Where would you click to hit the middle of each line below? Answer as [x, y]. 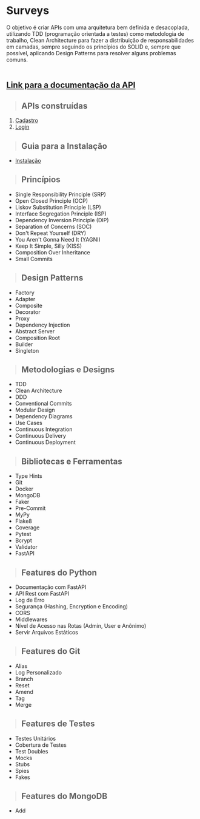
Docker [24, 489]
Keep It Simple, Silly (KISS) [48, 246]
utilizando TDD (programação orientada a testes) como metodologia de [95, 33]
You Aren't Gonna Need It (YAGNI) [58, 239]
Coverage [27, 528]
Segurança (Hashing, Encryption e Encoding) [72, 607]
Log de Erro [30, 600]
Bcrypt [23, 540]
